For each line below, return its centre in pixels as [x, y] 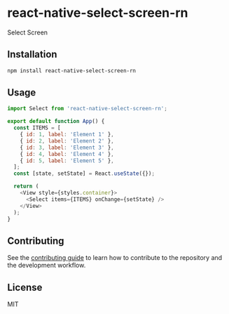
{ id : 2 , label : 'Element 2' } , [67, 141]
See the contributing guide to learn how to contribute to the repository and [115, 258]
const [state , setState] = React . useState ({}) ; [84, 174]
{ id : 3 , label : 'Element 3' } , [67, 148]
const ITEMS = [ [37, 128]
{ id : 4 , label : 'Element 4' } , [67, 154]
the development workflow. [47, 266]
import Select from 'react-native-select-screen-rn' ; [88, 109]
